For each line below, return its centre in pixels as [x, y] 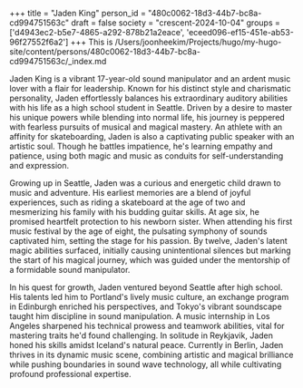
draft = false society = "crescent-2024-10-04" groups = [176, 23]
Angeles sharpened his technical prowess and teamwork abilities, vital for [147, 326]
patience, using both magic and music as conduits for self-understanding [147, 156]
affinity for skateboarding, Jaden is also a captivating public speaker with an [152, 136]
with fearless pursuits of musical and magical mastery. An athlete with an [146, 127]
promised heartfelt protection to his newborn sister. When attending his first [151, 222]
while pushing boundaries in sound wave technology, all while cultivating [146, 364]
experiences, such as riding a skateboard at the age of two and [127, 202]
